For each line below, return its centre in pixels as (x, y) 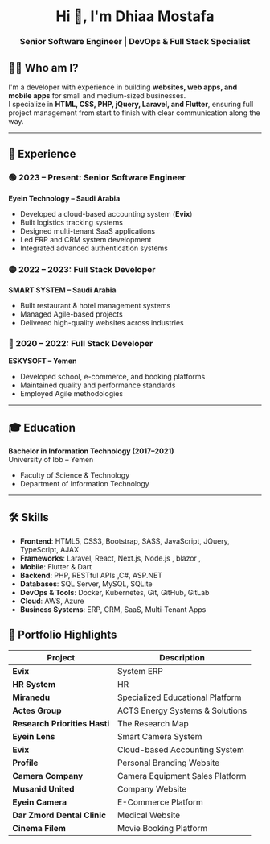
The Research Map (153, 723)
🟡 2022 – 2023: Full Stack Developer (82, 269)
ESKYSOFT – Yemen (43, 361)
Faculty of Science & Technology (75, 475)
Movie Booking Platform (162, 828)
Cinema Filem (39, 828)
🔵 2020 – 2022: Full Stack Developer (81, 343)
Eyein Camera (40, 802)
